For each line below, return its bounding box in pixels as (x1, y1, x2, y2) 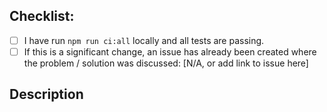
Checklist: (9, 8, 75, 25)
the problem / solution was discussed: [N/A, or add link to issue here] (23, 57, 309, 69)
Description (9, 86, 84, 103)
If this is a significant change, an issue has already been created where (23, 45, 317, 58)
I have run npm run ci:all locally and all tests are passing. (23, 34, 265, 46)
